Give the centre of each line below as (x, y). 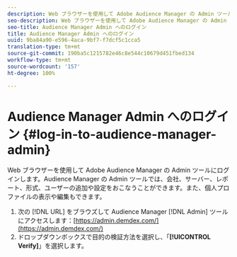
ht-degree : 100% (31, 73)
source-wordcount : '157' (44, 67)
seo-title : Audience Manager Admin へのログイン (77, 27)
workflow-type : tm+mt (39, 60)
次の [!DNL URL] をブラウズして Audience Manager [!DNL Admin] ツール (123, 212)
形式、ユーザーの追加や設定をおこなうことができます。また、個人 (122, 188)
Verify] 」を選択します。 (53, 246)
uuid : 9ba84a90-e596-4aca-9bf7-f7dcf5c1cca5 (74, 40)
